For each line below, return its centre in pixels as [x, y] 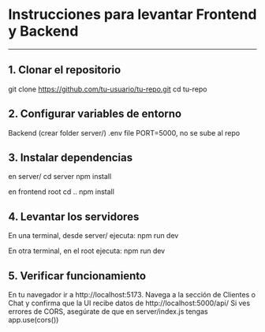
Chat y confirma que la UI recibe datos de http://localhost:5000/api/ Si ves [129, 303]
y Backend [43, 31]
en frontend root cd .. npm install [61, 192]
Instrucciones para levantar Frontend [132, 15]
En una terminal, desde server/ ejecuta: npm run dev [93, 236]
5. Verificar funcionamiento [77, 276]
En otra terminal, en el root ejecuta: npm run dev [87, 251]
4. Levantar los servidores [74, 216]
